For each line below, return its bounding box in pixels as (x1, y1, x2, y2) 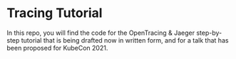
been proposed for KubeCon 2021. (6, 43, 108, 52)
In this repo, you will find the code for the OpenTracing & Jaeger (6, 28, 195, 37)
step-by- (196, 28, 222, 37)
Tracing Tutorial (6, 5, 103, 21)
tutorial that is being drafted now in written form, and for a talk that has (21, 36, 229, 44)
